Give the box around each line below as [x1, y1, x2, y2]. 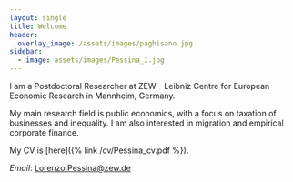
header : [9, 30, 39, 39]
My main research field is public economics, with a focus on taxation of [9, 108, 277, 118]
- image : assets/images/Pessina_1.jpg [17, 56, 166, 65]
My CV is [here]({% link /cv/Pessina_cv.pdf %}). [9, 145, 189, 156]
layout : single [9, 13, 67, 23]
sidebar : [9, 47, 43, 56]
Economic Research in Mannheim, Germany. [9, 90, 176, 101]
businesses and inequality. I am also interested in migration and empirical [9, 117, 284, 128]
